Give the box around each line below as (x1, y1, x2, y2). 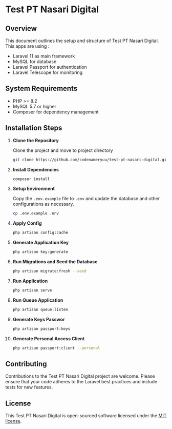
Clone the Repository (12, 137, 59, 143)
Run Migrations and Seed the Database (12, 259, 98, 265)
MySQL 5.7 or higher (12, 103, 57, 109)
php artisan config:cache (12, 230, 68, 236)
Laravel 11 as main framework (12, 53, 75, 59)
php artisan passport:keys (12, 326, 71, 331)
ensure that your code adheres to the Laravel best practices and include (5, 379, 158, 385)
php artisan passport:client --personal (12, 345, 100, 350)
